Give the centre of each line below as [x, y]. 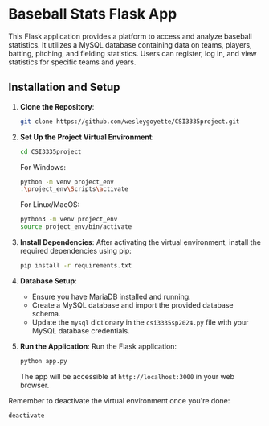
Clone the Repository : [57, 106]
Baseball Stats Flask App [93, 14]
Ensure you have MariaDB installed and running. [111, 296]
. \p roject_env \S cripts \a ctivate [74, 189]
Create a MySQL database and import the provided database [133, 305]
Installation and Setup [64, 87]
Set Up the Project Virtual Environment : [87, 137]
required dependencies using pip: [75, 251]
